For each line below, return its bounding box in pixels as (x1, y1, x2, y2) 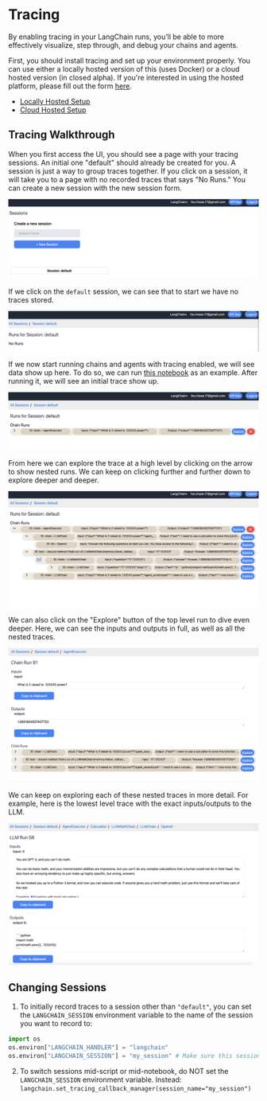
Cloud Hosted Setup (19, 105, 87, 115)
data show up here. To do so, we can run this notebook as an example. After (8, 368, 258, 377)
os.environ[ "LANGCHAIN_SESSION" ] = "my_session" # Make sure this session (8, 1052, 261, 1060)
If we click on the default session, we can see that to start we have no (8, 287, 239, 296)
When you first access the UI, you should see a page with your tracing (8, 149, 238, 158)
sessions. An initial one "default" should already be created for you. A (8, 158, 236, 167)
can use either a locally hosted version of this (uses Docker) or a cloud (8, 64, 240, 73)
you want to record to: (19, 1019, 93, 1029)
